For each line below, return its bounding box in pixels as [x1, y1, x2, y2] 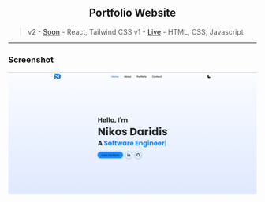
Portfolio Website [88, 6, 177, 20]
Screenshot [8, 54, 54, 65]
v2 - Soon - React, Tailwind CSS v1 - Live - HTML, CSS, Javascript [27, 27, 244, 36]
